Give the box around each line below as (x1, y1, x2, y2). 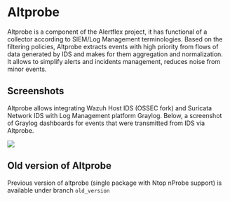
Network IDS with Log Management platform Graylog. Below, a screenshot (7, 111, 222, 119)
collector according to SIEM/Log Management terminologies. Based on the (7, 34, 223, 43)
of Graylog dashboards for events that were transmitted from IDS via (7, 119, 205, 127)
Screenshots (7, 85, 65, 97)
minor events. (7, 65, 47, 73)
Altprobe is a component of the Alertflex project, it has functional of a (7, 27, 208, 36)
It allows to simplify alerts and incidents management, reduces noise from (7, 57, 221, 65)
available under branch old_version (7, 186, 110, 194)
